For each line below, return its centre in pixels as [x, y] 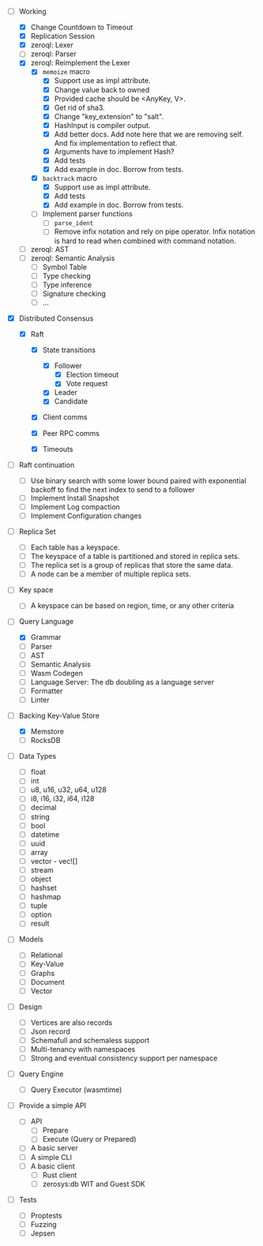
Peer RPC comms [71, 433]
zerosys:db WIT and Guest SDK [94, 1184]
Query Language [46, 621]
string [40, 816]
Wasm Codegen [57, 673]
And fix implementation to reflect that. [116, 143]
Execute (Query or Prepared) [89, 1139]
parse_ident [74, 223]
